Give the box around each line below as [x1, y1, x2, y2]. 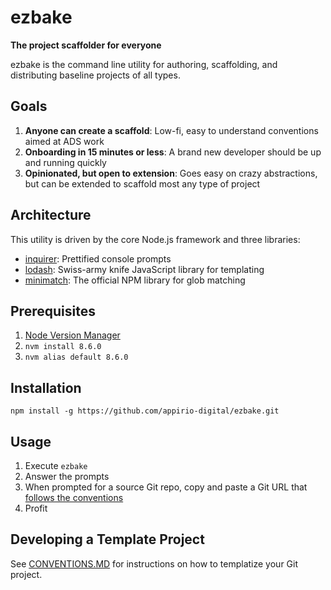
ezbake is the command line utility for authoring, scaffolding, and [10, 58, 278, 70]
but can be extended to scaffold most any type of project [24, 177, 261, 190]
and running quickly [24, 156, 107, 168]
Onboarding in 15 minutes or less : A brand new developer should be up [24, 146, 322, 158]
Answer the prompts [24, 471, 110, 482]
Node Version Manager [24, 329, 121, 341]
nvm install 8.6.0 [24, 342, 102, 352]
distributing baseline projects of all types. [10, 69, 181, 81]
